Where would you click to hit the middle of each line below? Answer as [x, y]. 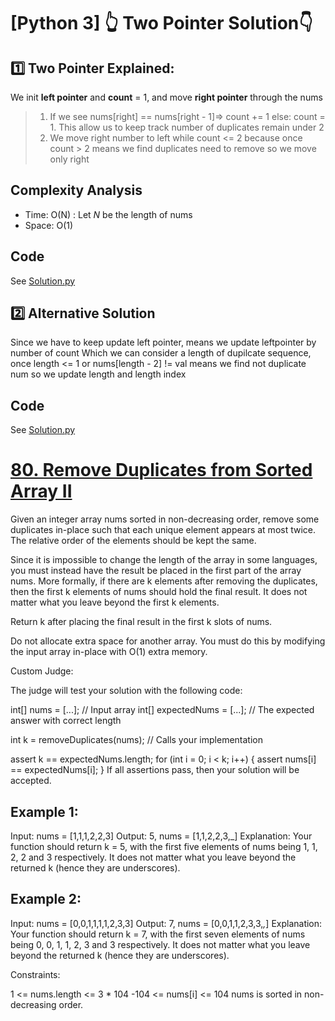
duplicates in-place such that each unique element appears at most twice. [163, 530]
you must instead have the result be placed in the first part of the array [156, 571]
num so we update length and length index [98, 374]
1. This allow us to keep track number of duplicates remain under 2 [187, 127]
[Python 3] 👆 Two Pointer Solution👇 [161, 23]
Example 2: [46, 899]
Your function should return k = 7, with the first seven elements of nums [158, 934]
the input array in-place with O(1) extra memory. [109, 652]
